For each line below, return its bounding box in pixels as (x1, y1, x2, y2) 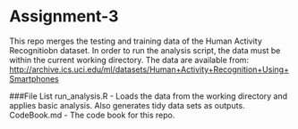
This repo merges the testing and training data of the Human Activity (9, 36, 262, 46)
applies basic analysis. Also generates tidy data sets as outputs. (9, 100, 245, 110)
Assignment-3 (9, 6, 119, 27)
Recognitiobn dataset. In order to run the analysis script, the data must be (9, 44, 281, 55)
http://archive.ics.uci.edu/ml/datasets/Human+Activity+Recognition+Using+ (9, 64, 289, 75)
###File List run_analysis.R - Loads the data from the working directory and (9, 91, 288, 101)
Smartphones (9, 73, 60, 84)
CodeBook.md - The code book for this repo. (9, 109, 175, 120)
